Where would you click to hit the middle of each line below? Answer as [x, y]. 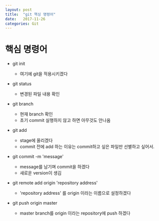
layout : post [19, 10]
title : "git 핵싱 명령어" [31, 14]
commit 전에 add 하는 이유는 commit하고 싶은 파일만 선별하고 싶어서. [87, 147]
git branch [23, 104]
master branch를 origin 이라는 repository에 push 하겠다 [75, 213]
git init [19, 64]
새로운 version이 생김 [41, 173]
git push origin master [35, 203]
